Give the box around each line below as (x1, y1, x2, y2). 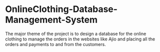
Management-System (5, 14, 98, 25)
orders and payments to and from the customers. (5, 41, 106, 47)
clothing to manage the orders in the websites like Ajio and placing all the (5, 36, 156, 42)
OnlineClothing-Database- (5, 3, 118, 15)
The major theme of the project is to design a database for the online (5, 30, 147, 36)
